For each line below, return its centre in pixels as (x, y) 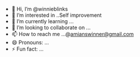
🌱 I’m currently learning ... (43, 21)
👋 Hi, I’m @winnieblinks (40, 9)
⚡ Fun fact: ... (27, 49)
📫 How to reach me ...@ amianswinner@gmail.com (73, 34)
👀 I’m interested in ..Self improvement (57, 15)
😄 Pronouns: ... (30, 42)
